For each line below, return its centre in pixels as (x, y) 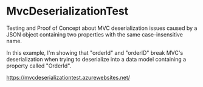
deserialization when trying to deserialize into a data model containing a (96, 59)
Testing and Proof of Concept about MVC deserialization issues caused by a (102, 28)
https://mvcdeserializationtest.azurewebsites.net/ (68, 77)
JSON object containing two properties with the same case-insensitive (95, 34)
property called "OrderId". (39, 66)
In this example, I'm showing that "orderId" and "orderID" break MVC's (95, 52)
